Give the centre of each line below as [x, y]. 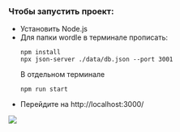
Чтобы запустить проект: [61, 11]
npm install [40, 53]
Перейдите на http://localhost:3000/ [82, 104]
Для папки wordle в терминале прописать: [94, 37]
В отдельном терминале [62, 75]
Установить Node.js [54, 29]
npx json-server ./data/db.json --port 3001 [96, 60]
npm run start [44, 89]
